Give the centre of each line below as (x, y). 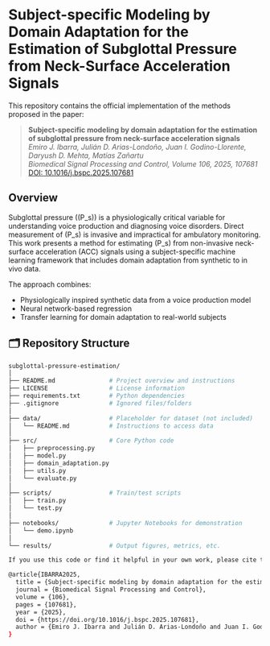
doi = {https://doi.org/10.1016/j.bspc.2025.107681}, (107, 619)
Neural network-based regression (76, 309)
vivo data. (25, 268)
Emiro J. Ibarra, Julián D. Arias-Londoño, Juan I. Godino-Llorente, (137, 147)
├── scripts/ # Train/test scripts (95, 493)
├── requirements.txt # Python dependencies (96, 396)
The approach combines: (50, 284)
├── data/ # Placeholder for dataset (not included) (131, 418)
